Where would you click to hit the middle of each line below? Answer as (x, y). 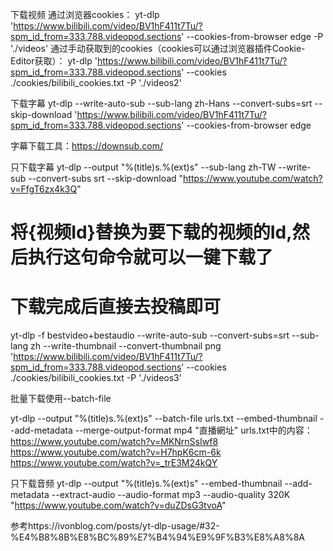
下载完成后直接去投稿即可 (116, 307)
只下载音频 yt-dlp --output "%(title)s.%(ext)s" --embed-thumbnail (146, 484)
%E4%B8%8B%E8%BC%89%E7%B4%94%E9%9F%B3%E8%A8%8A (157, 537)
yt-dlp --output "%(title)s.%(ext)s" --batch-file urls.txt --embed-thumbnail (164, 419)
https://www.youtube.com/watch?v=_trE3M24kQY (114, 463)
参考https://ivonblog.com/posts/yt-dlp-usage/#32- (115, 526)
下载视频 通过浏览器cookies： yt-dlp (85, 14)
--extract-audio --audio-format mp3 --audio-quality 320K (171, 495)
